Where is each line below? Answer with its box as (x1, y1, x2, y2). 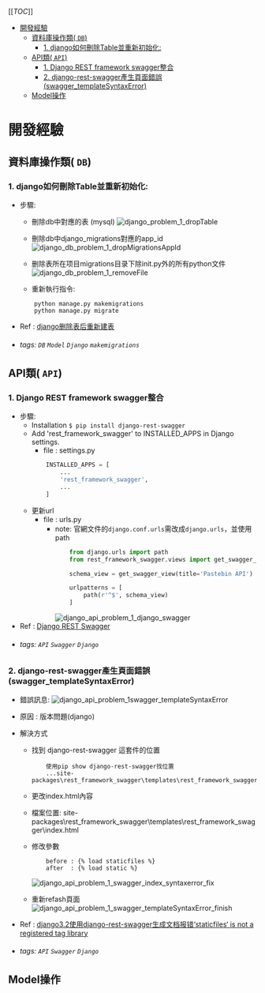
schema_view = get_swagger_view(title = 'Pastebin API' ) (69, 570, 254, 577)
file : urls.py (43, 514, 82, 524)
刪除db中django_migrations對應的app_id (31, 233, 163, 243)
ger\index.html (31, 825, 80, 834)
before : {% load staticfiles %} (46, 857, 156, 865)
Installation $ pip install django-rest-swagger (31, 420, 185, 430)
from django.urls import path (69, 548, 169, 556)
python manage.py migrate (34, 307, 120, 314)
